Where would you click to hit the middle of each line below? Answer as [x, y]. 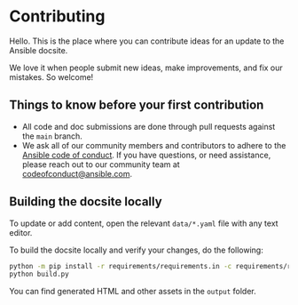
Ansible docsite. [39, 50]
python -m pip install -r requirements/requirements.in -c [121, 266]
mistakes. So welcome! [51, 76]
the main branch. [52, 136]
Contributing [57, 16]
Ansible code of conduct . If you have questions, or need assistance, [146, 155]
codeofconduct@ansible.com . [77, 173]
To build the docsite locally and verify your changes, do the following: [136, 250]
